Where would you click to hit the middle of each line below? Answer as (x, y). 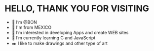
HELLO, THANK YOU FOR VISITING (77, 9)
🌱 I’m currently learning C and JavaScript (54, 38)
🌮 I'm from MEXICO (32, 27)
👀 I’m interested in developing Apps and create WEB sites (70, 32)
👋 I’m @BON (24, 22)
